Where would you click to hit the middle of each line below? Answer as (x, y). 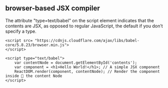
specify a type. (21, 31)
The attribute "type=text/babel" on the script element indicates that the (80, 20)
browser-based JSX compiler (53, 8)
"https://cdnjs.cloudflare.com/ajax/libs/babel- (87, 40)
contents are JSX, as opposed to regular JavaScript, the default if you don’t (84, 26)
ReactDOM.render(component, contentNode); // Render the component (87, 71)
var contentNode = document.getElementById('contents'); (76, 63)
